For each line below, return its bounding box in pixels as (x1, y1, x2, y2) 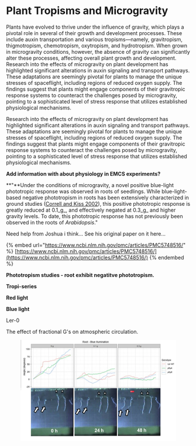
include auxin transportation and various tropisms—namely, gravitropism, (6, 36, 183, 43)
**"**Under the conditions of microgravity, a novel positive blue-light (6, 181, 174, 188)
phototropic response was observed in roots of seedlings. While (6, 188, 161, 195)
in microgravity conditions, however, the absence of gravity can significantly (6, 48, 190, 55)
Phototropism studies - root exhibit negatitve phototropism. (6, 271, 154, 278)
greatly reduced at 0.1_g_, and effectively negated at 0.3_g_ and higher (6, 206, 176, 213)
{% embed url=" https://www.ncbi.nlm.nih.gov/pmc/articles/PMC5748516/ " (6, 241, 186, 248)
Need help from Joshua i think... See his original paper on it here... (6, 230, 166, 237)
